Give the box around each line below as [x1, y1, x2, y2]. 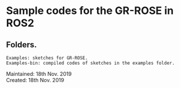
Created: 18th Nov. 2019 [6, 77, 65, 83]
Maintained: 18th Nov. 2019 [6, 71, 72, 77]
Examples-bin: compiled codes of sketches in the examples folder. [6, 60, 175, 66]
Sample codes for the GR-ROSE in [6, 4, 174, 17]
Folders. [6, 40, 37, 50]
